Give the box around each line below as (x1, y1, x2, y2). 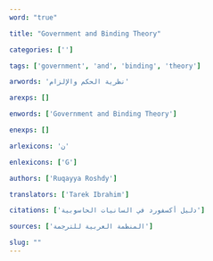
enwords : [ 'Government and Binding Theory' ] (9, 110, 177, 118)
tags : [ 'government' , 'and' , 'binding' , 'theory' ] (9, 61, 201, 70)
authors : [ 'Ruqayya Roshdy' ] (9, 174, 118, 183)
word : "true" (9, 12, 58, 22)
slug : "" (9, 238, 42, 248)
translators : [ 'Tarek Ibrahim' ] (9, 190, 129, 199)
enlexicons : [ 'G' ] (9, 158, 78, 167)
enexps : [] (9, 126, 50, 135)
